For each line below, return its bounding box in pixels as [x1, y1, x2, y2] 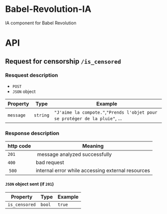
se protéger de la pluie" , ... [54, 115, 122, 122]
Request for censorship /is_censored [5, 57, 121, 66]
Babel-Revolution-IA [5, 3, 91, 15]
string [34, 112, 50, 118]
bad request [35, 159, 65, 166]
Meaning [82, 143, 104, 149]
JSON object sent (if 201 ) [5, 181, 54, 187]
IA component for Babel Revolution [5, 20, 77, 26]
